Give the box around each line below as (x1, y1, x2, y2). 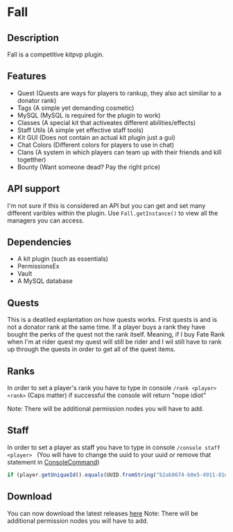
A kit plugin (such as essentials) (17, 255, 109, 263)
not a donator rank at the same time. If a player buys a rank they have (7, 323, 206, 331)
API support (7, 183, 60, 195)
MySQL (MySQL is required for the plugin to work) (17, 111, 161, 119)
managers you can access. (7, 216, 85, 225)
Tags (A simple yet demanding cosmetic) (17, 104, 135, 112)
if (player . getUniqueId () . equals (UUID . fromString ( (7, 471, 157, 478)
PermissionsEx (17, 262, 60, 271)
